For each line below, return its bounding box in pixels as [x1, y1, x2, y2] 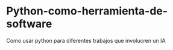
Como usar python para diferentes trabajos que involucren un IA [6, 37, 166, 44]
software [6, 17, 52, 31]
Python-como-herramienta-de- [6, 4, 168, 18]
